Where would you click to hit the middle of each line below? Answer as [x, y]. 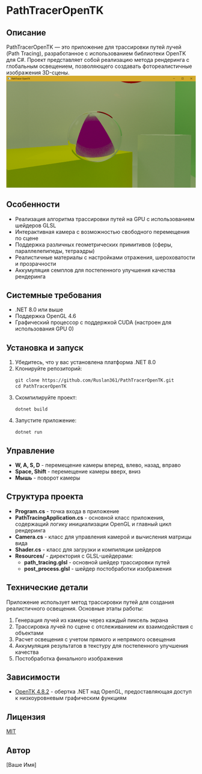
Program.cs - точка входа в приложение [67, 511]
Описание [26, 33]
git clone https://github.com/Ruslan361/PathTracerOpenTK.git [94, 380]
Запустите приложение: [46, 421]
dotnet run [29, 432]
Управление [31, 450]
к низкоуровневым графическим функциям [71, 698]
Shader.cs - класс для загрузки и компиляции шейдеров [88, 549]
